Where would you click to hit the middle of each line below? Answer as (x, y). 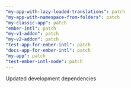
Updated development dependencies (51, 78)
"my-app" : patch (25, 56)
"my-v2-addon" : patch (32, 39)
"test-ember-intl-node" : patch (44, 61)
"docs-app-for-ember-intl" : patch (48, 51)
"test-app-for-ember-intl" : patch (48, 45)
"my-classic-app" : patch (36, 23)
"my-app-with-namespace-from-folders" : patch (63, 17)
